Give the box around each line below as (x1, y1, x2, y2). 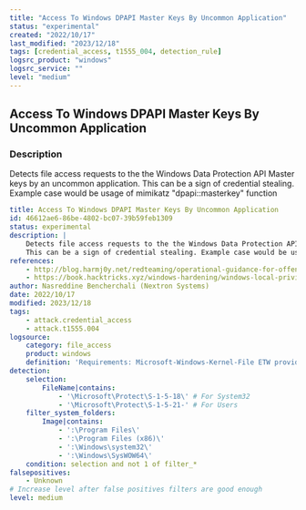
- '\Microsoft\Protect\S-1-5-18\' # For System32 (57, 392, 250, 401)
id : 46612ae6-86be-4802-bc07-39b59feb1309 (9, 214, 173, 223)
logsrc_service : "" (9, 65, 84, 74)
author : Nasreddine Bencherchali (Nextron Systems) (9, 281, 209, 291)
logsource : (9, 332, 51, 342)
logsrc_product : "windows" (9, 56, 112, 65)
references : (9, 256, 55, 265)
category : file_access (25, 341, 112, 351)
